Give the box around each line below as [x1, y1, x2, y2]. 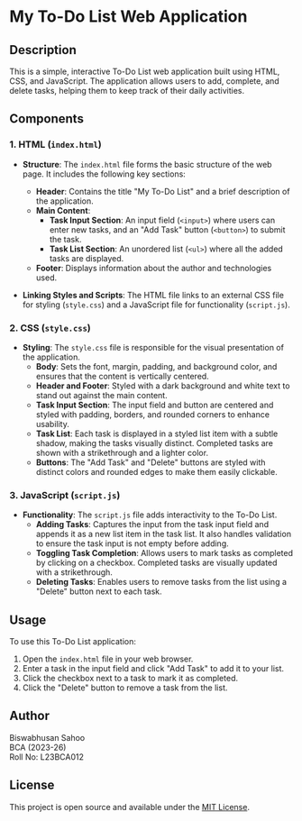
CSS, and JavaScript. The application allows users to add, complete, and [9, 76, 279, 87]
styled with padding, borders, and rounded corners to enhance [35, 408, 270, 420]
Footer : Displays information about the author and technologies [35, 262, 272, 273]
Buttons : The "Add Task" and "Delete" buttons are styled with [35, 457, 266, 468]
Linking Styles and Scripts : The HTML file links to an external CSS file [22, 289, 284, 300]
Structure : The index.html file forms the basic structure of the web [22, 159, 272, 169]
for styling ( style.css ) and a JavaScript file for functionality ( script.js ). [22, 299, 290, 310]
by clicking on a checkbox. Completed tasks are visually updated [35, 557, 278, 569]
